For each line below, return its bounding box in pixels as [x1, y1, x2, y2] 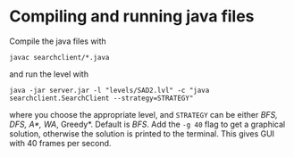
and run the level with [9, 69, 89, 79]
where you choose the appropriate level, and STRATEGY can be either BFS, [9, 109, 279, 120]
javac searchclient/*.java [9, 53, 110, 62]
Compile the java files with [9, 36, 107, 46]
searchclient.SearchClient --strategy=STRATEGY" [9, 94, 194, 103]
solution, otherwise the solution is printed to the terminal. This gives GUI [9, 128, 275, 139]
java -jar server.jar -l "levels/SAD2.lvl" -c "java [9, 86, 210, 95]
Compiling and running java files [9, 6, 255, 27]
